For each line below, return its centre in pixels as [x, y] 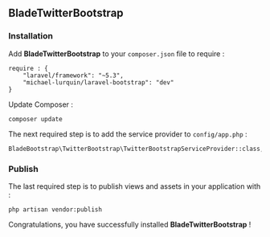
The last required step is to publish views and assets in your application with [135, 186]
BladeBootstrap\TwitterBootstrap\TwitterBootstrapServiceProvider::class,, [138, 149]
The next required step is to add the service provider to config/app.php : [128, 134]
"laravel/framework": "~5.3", [74, 76]
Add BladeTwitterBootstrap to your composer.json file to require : [117, 53]
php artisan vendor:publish [55, 209]
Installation [31, 36]
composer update [35, 119]
